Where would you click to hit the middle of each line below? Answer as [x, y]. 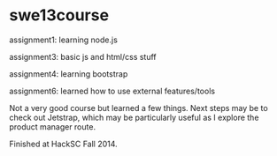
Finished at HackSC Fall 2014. [63, 144]
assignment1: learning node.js [63, 40]
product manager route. [52, 126]
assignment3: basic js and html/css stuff [83, 56]
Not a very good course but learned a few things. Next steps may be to [138, 108]
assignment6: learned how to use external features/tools [112, 91]
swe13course [59, 15]
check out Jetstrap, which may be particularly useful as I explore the [134, 117]
